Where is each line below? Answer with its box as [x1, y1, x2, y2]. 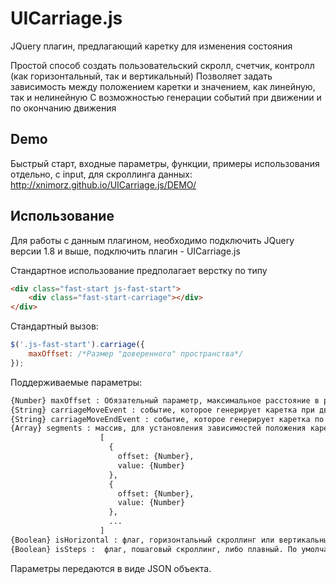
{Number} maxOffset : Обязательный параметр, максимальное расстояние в [10, 395, 320, 406]
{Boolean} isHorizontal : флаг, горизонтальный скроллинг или [10, 535, 275, 545]
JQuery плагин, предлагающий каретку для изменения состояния [10, 40, 293, 52]
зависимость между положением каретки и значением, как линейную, [10, 80, 316, 92]
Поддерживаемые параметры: [10, 376, 143, 388]
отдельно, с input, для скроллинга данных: [10, 168, 193, 180]
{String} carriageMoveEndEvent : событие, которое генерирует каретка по [10, 414, 325, 424]
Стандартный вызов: [10, 320, 99, 332]
